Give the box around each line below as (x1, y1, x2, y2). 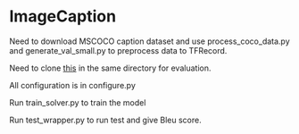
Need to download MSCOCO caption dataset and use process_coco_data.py (9, 36, 290, 46)
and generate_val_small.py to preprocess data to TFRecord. (9, 45, 228, 55)
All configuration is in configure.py (9, 80, 137, 90)
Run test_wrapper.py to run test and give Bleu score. (9, 114, 203, 125)
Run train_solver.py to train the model (9, 96, 146, 108)
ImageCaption (9, 6, 117, 27)
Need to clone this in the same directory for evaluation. (9, 63, 212, 73)
